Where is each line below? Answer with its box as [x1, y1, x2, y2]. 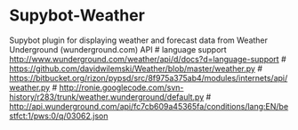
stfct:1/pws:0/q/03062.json [9, 110, 109, 121]
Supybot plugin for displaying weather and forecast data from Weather [9, 35, 269, 45]
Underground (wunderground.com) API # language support [9, 44, 227, 54]
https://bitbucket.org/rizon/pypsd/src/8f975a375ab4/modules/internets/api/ [9, 72, 288, 83]
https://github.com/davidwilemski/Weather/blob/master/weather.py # [9, 63, 263, 74]
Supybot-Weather [9, 5, 145, 26]
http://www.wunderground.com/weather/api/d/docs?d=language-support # [9, 53, 286, 64]
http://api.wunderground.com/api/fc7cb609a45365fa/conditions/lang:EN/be [9, 101, 289, 111]
